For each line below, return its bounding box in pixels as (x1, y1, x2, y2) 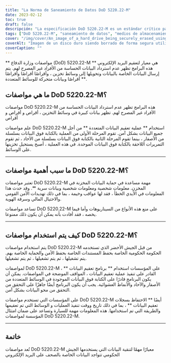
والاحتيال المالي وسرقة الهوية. (5, 196, 62, 202)
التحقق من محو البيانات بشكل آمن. (5, 287, 71, 293)
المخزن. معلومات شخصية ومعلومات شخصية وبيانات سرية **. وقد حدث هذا (5, 185, 146, 191)
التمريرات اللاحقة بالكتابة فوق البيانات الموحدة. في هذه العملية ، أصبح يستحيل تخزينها (5, 141, 164, 147)
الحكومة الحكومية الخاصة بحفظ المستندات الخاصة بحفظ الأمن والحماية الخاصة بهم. (5, 250, 162, 256)
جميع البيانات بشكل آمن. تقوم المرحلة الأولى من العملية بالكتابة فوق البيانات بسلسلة (5, 130, 163, 136)
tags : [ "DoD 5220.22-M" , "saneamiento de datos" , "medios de (5, 31, 138, 36)
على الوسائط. (5, 147, 32, 153)
